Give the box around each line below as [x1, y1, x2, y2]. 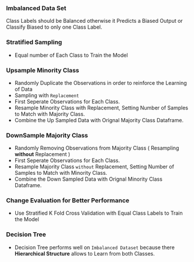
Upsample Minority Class [6, 66, 79, 74]
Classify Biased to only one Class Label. [6, 23, 102, 30]
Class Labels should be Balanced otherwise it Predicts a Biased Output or [6, 18, 183, 25]
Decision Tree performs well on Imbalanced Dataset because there [14, 244, 175, 251]
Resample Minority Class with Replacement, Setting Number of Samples [14, 104, 189, 111]
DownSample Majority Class [6, 131, 89, 139]
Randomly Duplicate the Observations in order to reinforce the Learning [14, 79, 187, 86]
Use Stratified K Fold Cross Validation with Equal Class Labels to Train [14, 209, 183, 217]
